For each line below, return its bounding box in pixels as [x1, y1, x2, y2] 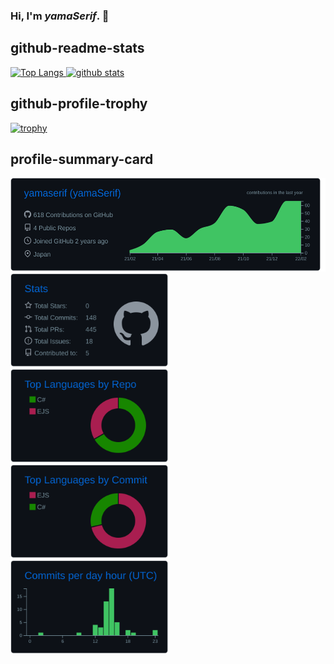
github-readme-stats [10, 40, 145, 57]
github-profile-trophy [10, 95, 148, 113]
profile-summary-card [10, 150, 154, 168]
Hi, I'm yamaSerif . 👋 [10, 9, 110, 23]
